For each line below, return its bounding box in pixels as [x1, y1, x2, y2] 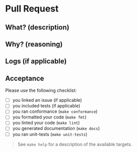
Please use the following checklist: [5, 87, 77, 93]
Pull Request [5, 3, 59, 15]
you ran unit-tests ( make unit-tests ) [12, 131, 88, 137]
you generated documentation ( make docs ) [12, 125, 100, 131]
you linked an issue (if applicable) [12, 97, 82, 103]
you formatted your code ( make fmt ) [12, 114, 87, 120]
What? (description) [5, 23, 69, 32]
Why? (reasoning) [5, 40, 63, 48]
